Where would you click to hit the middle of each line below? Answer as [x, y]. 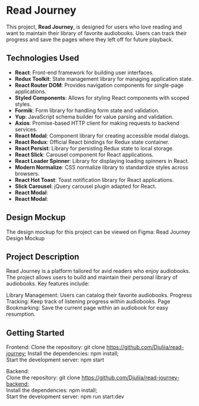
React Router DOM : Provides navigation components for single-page [99, 85]
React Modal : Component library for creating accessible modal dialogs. [102, 136]
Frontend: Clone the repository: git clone [56, 347]
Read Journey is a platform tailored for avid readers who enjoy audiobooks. [98, 271]
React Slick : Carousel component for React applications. [84, 155]
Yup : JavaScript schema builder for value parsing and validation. [94, 117]
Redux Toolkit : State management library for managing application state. [104, 78]
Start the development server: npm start [55, 360]
